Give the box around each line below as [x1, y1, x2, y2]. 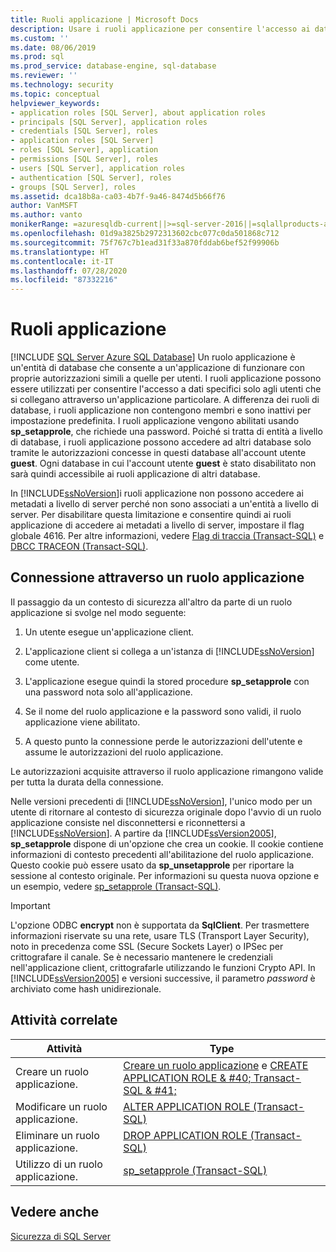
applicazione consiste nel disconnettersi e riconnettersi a [10, 816, 246, 828]
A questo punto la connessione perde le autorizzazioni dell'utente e [24, 735, 303, 747]
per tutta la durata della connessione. [10, 776, 164, 788]
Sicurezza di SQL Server [10, 1230, 112, 1242]
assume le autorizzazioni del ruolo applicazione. [24, 746, 224, 758]
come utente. [24, 656, 80, 668]
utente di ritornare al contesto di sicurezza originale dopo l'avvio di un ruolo [10, 806, 322, 818]
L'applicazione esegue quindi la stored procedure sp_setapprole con [24, 675, 310, 687]
